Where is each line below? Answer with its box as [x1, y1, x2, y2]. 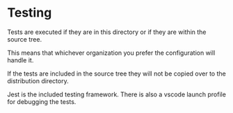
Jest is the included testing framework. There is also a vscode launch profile [7, 90, 226, 98]
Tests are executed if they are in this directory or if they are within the [7, 28, 207, 36]
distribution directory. [7, 76, 69, 85]
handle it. [7, 55, 34, 64]
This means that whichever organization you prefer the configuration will [7, 49, 216, 57]
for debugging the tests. [7, 97, 77, 105]
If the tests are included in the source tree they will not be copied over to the [7, 69, 226, 78]
